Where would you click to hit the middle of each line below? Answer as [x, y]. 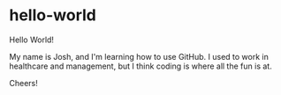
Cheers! [23, 83]
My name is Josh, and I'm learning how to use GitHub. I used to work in [139, 56]
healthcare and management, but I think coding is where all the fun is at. [140, 66]
